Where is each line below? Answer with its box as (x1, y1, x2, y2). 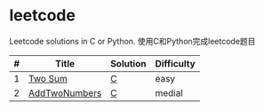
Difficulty (155, 57, 196, 69)
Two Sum (28, 72, 68, 84)
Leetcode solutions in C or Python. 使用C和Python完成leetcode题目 (9, 36, 256, 46)
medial (155, 86, 184, 99)
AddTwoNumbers (28, 86, 102, 99)
